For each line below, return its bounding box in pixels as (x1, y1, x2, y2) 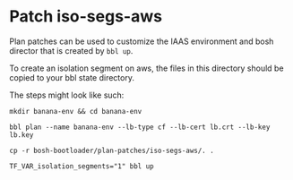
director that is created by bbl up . (9, 45, 134, 56)
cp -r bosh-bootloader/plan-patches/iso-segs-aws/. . (9, 146, 215, 155)
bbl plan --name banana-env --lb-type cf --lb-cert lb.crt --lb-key (9, 123, 271, 132)
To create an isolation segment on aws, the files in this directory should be (9, 63, 284, 73)
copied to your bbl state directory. (9, 72, 134, 82)
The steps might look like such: (9, 90, 125, 100)
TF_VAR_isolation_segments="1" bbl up (9, 161, 154, 171)
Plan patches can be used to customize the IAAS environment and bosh (9, 36, 274, 47)
